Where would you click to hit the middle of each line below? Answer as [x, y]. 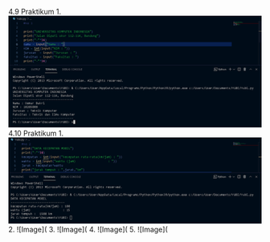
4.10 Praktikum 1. [36, 133]
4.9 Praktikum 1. [35, 12]
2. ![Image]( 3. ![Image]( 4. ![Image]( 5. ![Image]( [88, 229]
